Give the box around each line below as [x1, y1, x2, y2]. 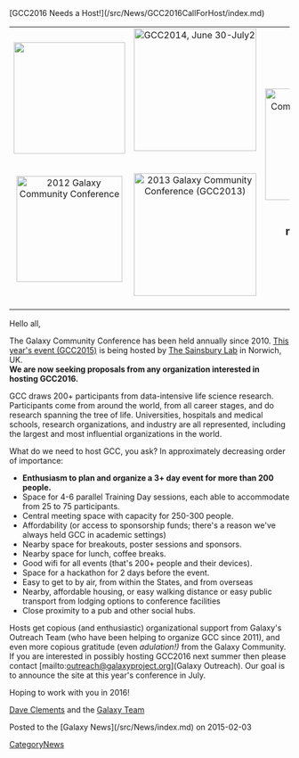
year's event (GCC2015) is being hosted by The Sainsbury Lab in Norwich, [9, 345, 282, 355]
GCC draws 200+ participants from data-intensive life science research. [9, 391, 274, 401]
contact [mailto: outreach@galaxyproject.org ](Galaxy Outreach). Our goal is [9, 661, 286, 671]
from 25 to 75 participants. [21, 501, 120, 511]
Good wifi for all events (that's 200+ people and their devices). [21, 558, 253, 568]
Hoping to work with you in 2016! [9, 688, 131, 697]
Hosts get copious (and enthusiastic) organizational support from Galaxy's [9, 622, 282, 633]
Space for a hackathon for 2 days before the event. [21, 567, 210, 578]
